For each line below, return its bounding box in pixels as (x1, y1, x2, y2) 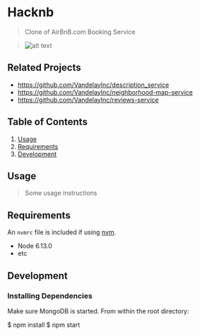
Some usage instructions (24, 188, 98, 198)
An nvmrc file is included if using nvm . (7, 228, 117, 236)
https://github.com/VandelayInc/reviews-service (17, 95, 159, 104)
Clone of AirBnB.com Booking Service (24, 28, 136, 36)
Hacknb (7, 4, 54, 20)
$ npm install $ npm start (7, 320, 81, 329)
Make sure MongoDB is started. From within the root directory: (7, 306, 189, 315)
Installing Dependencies (7, 291, 93, 301)
